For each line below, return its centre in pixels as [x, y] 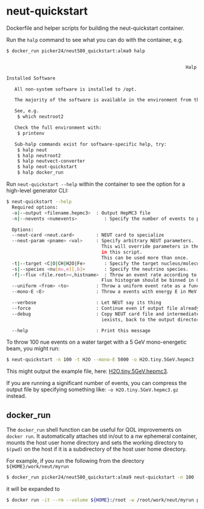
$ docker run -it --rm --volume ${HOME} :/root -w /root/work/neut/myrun [100, 500]
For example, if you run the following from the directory [75, 461]
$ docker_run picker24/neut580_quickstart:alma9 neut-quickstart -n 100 [100, 477]
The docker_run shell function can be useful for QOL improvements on [94, 430]
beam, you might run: [33, 349]
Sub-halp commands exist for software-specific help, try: [90, 144]
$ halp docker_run [40, 173]
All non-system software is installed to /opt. [76, 89]
